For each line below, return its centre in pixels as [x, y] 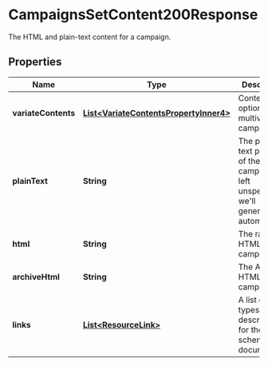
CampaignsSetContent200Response [133, 15]
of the [249, 161]
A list [248, 300]
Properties [35, 62]
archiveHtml [36, 276]
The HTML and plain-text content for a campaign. [90, 37]
